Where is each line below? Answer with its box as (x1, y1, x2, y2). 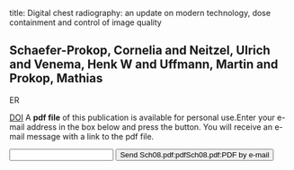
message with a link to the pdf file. (26, 131, 155, 141)
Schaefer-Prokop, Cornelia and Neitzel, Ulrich (9, 43, 272, 58)
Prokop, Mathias (9, 71, 103, 86)
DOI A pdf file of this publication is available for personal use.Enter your (9, 112, 276, 123)
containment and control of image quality (9, 17, 162, 28)
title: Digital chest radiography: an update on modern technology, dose (9, 8, 272, 18)
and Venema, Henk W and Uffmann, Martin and (9, 57, 279, 72)
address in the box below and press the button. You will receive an (26, 121, 273, 132)
